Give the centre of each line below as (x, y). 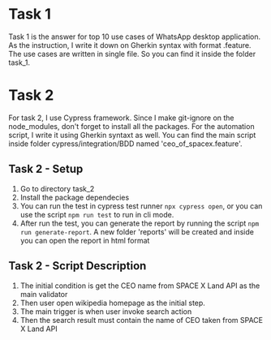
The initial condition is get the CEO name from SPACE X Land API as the (140, 286)
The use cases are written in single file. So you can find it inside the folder (132, 54)
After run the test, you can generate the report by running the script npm (140, 223)
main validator (44, 294)
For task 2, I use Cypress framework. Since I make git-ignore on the (121, 118)
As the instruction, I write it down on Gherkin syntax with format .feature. (130, 45)
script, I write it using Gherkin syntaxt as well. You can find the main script (132, 135)
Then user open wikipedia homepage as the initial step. (112, 303)
